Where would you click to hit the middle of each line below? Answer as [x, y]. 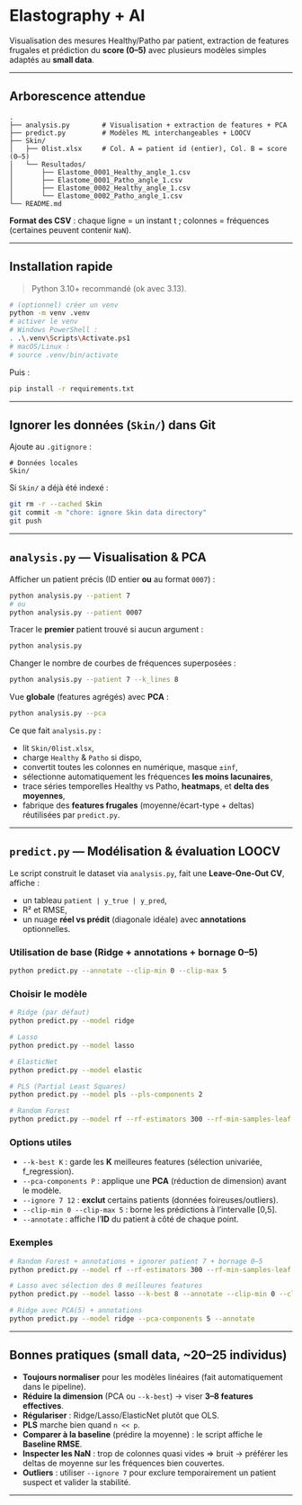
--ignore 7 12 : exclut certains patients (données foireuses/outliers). [150, 1200]
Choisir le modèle [49, 993]
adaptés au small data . [52, 59]
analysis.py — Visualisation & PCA [108, 557]
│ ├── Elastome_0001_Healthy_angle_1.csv [100, 172]
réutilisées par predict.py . [71, 815]
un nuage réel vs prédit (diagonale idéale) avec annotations [134, 919]
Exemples [31, 1242]
